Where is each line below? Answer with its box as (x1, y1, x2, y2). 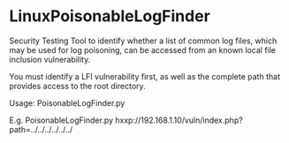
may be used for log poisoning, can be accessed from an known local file (9, 44, 277, 55)
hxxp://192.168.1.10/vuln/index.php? (114, 115, 243, 125)
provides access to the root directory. (9, 80, 146, 91)
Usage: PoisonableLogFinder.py (9, 97, 125, 108)
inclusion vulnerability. (9, 54, 91, 64)
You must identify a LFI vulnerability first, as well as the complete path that (9, 71, 281, 81)
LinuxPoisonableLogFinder (9, 6, 210, 26)
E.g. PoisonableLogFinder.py (9, 115, 113, 125)
